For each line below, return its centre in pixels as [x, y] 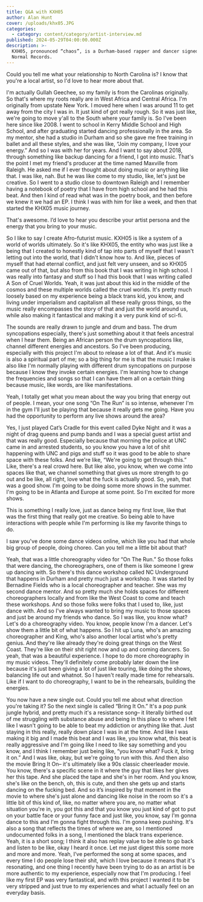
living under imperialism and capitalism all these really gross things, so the [99, 302]
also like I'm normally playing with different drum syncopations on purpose [99, 365]
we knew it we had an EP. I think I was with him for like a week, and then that [101, 202]
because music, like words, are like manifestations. [69, 384]
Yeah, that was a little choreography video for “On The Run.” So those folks [100, 559]
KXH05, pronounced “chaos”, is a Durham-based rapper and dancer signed [105, 51]
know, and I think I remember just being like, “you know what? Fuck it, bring [100, 751]
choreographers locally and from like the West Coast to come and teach [96, 597]
